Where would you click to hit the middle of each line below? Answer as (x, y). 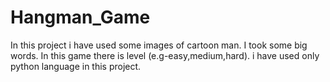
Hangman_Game (80, 17)
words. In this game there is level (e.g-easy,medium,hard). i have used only (165, 55)
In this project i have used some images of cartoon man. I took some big (159, 45)
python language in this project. (76, 66)
